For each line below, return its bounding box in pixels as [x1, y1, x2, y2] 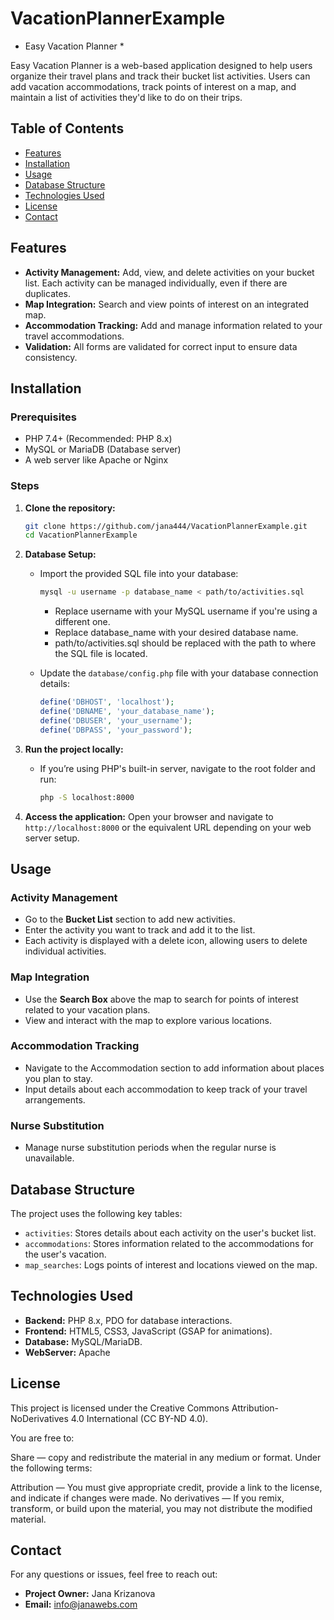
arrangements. [24, 1093, 86, 1106]
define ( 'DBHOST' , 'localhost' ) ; [39, 697, 175, 707]
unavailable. [24, 1152, 75, 1164]
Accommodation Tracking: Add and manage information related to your [24, 319, 323, 331]
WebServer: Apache [24, 1346, 111, 1358]
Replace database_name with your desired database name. [54, 627, 299, 639]
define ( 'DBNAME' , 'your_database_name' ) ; [39, 707, 215, 717]
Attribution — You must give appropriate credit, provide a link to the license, [10, 1481, 323, 1493]
